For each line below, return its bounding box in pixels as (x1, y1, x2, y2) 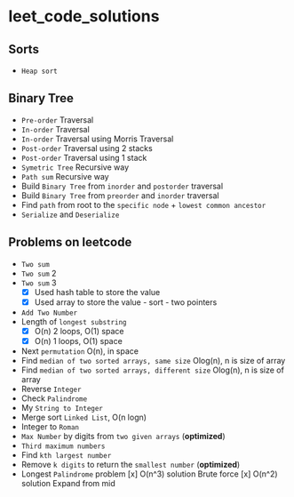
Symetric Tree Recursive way (20, 162, 130, 172)
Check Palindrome (20, 393, 88, 404)
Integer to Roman (20, 421, 79, 432)
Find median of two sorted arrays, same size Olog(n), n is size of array (20, 355, 286, 365)
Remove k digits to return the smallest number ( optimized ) (20, 459, 241, 469)
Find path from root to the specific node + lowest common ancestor (20, 199, 266, 210)
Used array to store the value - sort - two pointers (34, 296, 218, 308)
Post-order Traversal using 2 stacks (20, 142, 153, 153)
